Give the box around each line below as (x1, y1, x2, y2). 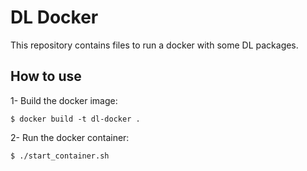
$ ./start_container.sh (10, 151, 110, 161)
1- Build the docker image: (10, 94, 118, 106)
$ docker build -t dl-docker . (10, 114, 141, 124)
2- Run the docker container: (10, 131, 130, 143)
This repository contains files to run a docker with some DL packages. (10, 39, 299, 51)
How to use (10, 68, 82, 85)
